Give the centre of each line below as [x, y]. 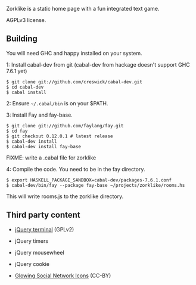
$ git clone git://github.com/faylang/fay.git [65, 126]
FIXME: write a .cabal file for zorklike [51, 158]
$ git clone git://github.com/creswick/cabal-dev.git [74, 82]
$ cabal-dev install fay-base [44, 146]
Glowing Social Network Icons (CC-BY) [63, 275]
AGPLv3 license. [26, 20]
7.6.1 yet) [17, 71]
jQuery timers [32, 241]
